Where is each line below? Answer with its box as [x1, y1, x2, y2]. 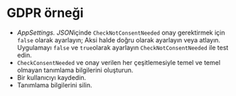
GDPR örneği [6, 5, 84, 21]
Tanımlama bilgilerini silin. [16, 80, 93, 89]
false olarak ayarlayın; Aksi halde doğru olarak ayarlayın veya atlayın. [16, 35, 221, 44]
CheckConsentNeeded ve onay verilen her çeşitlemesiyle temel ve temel [16, 58, 221, 66]
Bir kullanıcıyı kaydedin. [16, 73, 87, 82]
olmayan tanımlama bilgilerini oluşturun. [16, 66, 134, 74]
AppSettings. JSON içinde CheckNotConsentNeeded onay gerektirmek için [16, 28, 225, 37]
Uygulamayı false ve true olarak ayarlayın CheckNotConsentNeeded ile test [16, 43, 229, 52]
